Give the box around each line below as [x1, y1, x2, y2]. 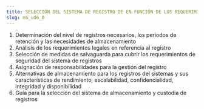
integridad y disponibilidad [15, 82, 82, 90]
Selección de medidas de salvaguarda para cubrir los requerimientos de [15, 50, 196, 58]
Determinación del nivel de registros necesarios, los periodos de [15, 31, 177, 38]
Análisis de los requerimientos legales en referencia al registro [15, 44, 171, 51]
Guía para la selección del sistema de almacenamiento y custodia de [15, 89, 187, 96]
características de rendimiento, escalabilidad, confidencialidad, [15, 76, 174, 84]
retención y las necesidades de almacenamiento [15, 38, 137, 45]
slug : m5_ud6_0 [6, 15, 45, 21]
